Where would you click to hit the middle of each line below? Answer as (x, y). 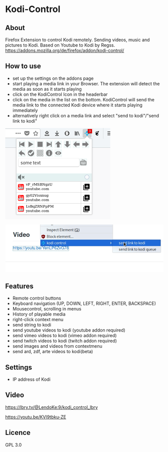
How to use (23, 66)
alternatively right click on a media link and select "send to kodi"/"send (86, 115)
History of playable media (39, 314)
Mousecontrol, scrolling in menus (47, 309)
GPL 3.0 (14, 444)
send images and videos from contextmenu (57, 346)
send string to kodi (32, 325)
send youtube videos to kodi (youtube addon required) (69, 330)
